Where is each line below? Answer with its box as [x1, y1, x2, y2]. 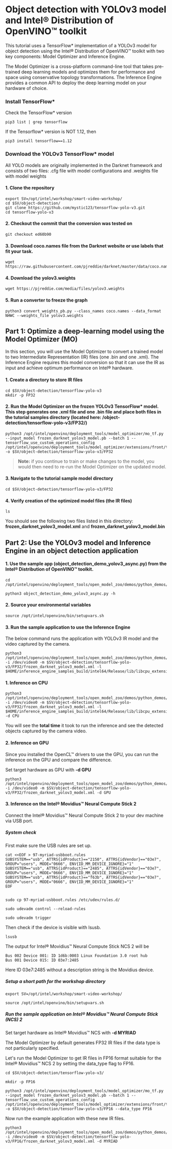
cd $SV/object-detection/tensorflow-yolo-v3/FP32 [5, 486, 114, 492]
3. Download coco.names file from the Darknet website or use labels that [5, 242, 164, 249]
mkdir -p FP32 [5, 392, 36, 398]
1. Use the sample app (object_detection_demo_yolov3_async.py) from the [5, 561, 167, 567]
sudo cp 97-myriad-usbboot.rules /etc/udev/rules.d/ [5, 897, 120, 902]
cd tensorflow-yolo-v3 [5, 210, 54, 215]
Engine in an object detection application [5, 546, 139, 555]
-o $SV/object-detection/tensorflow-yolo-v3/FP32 [5, 449, 114, 454]
